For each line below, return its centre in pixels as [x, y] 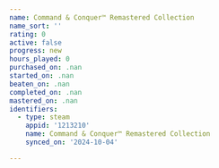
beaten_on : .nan [39, 84]
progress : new [36, 51]
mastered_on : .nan [44, 101]
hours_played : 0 [39, 59]
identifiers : [34, 109]
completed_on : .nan [46, 92]
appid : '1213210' [58, 126]
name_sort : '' [36, 26]
